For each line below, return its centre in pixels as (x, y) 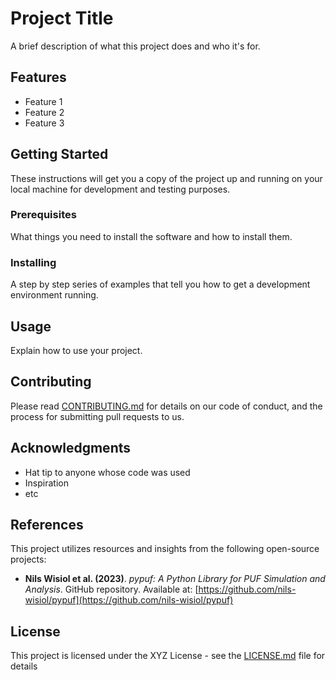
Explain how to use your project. (76, 350)
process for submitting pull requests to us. (97, 416)
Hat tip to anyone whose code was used (107, 472)
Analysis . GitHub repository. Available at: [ (111, 589)
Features (38, 77)
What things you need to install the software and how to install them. (151, 236)
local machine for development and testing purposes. (120, 189)
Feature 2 (44, 112)
